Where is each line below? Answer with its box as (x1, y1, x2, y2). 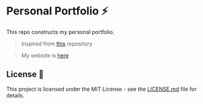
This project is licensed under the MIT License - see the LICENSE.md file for (6, 85, 197, 93)
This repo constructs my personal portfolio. (6, 28, 115, 36)
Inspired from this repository (21, 40, 93, 47)
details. (6, 91, 25, 99)
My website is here (21, 51, 69, 59)
